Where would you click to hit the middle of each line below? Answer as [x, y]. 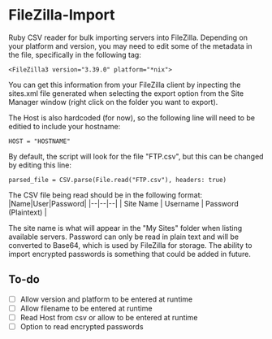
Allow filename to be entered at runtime [86, 308]
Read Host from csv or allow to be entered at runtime [109, 317]
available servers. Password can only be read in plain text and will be [124, 237]
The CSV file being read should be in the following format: [106, 195]
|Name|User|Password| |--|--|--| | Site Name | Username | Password [124, 203]
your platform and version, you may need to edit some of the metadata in [131, 46]
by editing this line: [40, 165]
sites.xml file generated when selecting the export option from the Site [126, 93]
